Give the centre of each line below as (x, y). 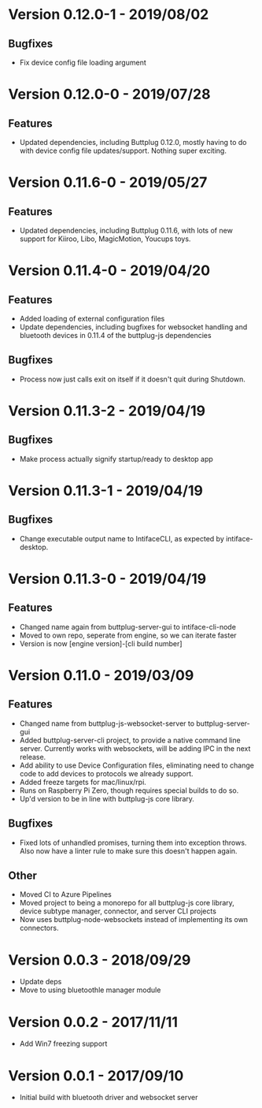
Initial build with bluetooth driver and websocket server (109, 1098)
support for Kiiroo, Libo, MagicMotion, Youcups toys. (105, 239)
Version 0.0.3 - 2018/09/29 (100, 960)
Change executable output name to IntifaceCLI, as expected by (122, 538)
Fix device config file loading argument (83, 62)
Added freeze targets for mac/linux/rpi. (83, 782)
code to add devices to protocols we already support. (107, 773)
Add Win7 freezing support (63, 1044)
